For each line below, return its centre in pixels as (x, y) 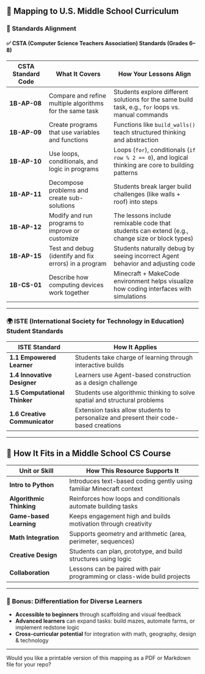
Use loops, (64, 153)
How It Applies (135, 347)
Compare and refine (77, 95)
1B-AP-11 (25, 194)
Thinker (21, 400)
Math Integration (34, 537)
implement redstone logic (47, 627)
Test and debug (71, 248)
